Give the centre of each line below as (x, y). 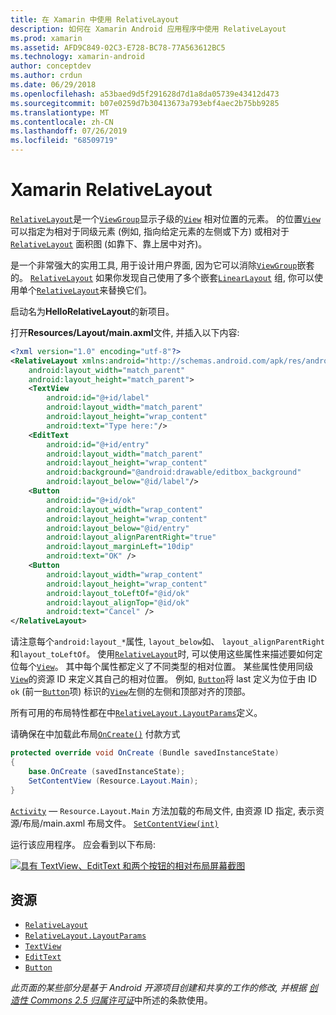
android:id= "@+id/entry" (98, 444)
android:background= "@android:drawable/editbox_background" (174, 472)
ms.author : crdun (46, 76)
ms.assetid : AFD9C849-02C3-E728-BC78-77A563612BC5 (118, 47)
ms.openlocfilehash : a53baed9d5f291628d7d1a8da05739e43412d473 (145, 94)
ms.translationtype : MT (60, 112)
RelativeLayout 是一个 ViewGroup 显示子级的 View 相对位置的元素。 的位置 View (165, 218)
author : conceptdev (51, 66)
